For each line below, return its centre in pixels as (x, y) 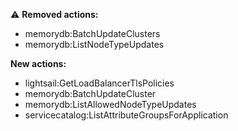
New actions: (38, 63)
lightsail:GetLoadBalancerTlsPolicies (99, 83)
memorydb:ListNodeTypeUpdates (94, 44)
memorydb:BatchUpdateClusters (92, 33)
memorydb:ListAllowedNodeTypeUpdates (110, 104)
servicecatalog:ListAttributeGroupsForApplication (126, 115)
